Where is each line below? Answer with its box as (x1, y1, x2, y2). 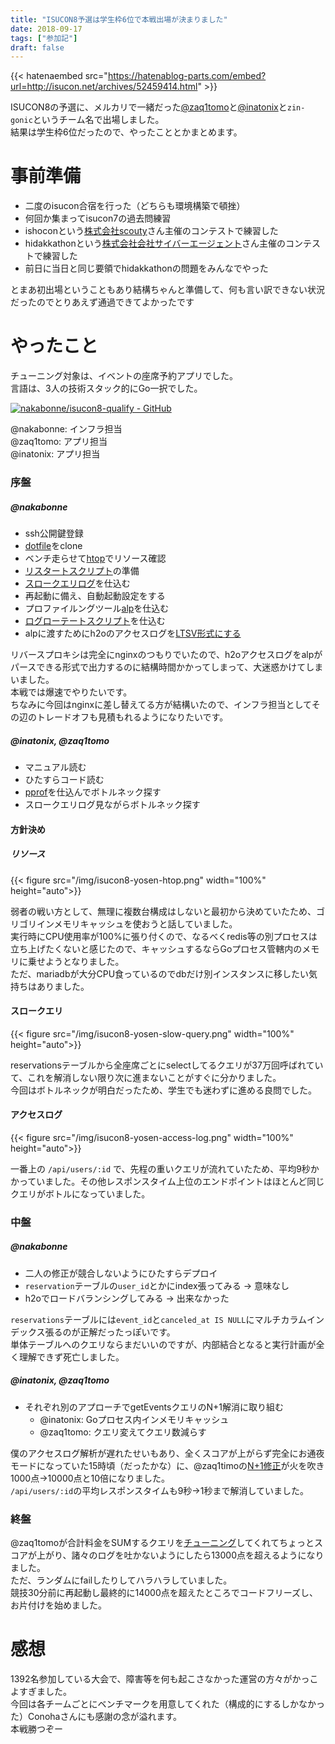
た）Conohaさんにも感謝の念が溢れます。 (10, 1711, 183, 1723)
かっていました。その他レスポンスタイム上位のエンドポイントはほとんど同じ (10, 1175, 325, 1187)
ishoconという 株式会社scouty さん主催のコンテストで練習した (24, 225, 279, 237)
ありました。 (36, 980, 90, 992)
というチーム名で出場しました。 (32, 114, 165, 126)
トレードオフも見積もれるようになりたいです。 (36, 711, 229, 723)
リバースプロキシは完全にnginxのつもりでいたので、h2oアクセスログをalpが (10, 649, 323, 661)
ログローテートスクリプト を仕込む (24, 615, 166, 627)
